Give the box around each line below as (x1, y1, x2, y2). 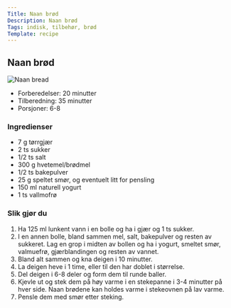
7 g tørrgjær (17, 138, 53, 146)
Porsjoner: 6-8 (17, 104, 60, 113)
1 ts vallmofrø (17, 191, 57, 199)
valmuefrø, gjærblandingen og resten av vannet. (17, 247, 159, 255)
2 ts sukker (17, 145, 51, 154)
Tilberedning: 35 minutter (17, 97, 92, 105)
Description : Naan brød (7, 17, 78, 24)
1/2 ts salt (17, 153, 46, 162)
